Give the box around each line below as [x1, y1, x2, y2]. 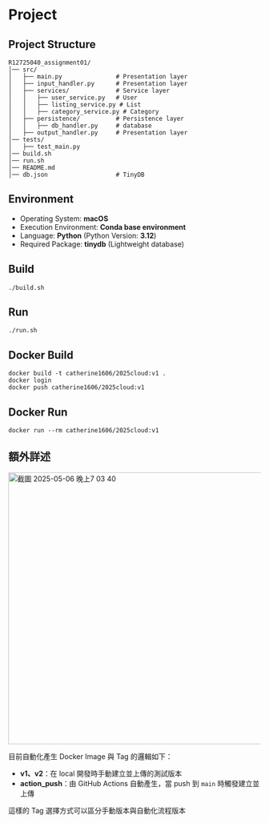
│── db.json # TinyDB [8, 171, 146, 179]
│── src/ [8, 66, 38, 74]
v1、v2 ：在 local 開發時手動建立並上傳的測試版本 [19, 769, 183, 778]
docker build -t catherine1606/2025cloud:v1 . [8, 370, 167, 378]
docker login [8, 376, 52, 385]
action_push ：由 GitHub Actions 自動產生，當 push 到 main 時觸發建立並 [19, 778, 260, 788]
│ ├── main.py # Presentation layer [8, 73, 188, 81]
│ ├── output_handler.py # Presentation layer [8, 129, 188, 137]
